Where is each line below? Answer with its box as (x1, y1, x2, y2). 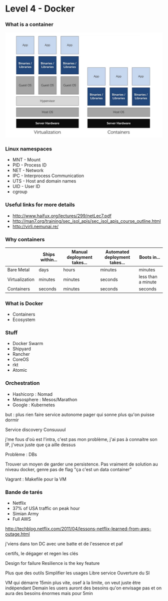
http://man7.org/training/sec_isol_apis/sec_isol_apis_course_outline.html (12, 218, 161, 224)
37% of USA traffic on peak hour (12, 505, 80, 511)
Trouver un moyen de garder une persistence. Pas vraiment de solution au (5, 461, 158, 467)
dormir (5, 417, 19, 423)
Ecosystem (12, 317, 36, 323)
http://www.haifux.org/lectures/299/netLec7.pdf (12, 213, 111, 219)
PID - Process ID (12, 162, 47, 168)
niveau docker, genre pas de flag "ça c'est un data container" (5, 466, 132, 472)
